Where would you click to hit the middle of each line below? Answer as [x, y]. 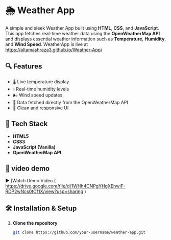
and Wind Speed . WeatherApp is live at [47, 44]
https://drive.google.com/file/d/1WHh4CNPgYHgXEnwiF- [66, 186]
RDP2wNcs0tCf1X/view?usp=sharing [44, 191]
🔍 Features [24, 67]
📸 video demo [28, 168]
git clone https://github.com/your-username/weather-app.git [79, 233]
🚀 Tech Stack [27, 124]
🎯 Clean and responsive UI [41, 108]
